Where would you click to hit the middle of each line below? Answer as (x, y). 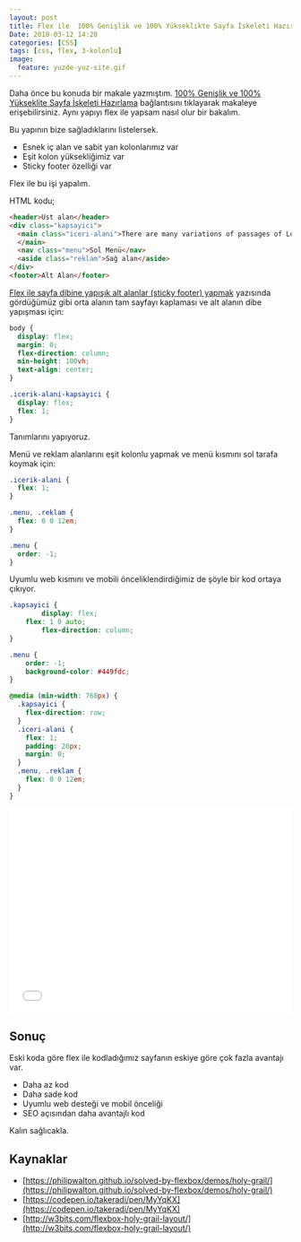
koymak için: (33, 464)
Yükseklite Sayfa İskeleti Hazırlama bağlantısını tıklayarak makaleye (133, 102)
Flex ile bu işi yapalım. (50, 183)
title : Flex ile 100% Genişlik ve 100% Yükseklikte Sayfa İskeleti (140, 26)
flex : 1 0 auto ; (56, 622)
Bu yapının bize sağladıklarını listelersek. (84, 129)
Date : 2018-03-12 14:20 (54, 34)
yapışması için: (37, 311)
